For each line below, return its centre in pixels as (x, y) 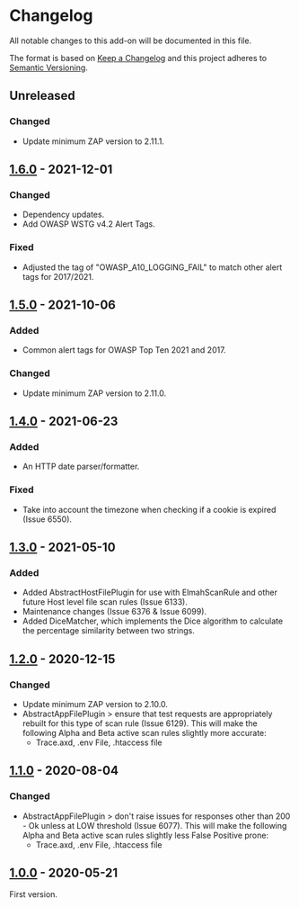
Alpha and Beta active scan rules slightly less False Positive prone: (145, 835)
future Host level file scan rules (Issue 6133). (105, 602)
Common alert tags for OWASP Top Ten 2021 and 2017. (124, 350)
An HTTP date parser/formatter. (81, 467)
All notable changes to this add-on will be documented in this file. (131, 40)
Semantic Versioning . (48, 67)
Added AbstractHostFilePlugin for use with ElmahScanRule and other (150, 593)
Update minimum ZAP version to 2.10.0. (95, 704)
